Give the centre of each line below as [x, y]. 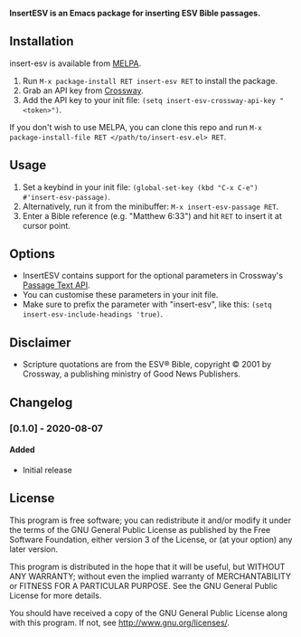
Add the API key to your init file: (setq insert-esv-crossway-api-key [149, 100]
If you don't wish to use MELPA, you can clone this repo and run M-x [136, 127]
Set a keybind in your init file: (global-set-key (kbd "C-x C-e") [140, 187]
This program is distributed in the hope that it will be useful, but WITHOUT [147, 566]
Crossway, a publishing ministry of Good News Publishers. [132, 374]
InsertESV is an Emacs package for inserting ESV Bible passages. [135, 13]
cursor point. [46, 225]
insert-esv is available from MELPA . [75, 63]
